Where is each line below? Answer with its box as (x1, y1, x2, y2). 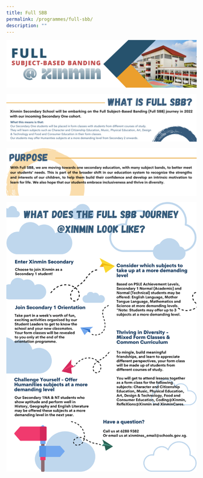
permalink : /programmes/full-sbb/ (6, 16, 94, 22)
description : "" (6, 22, 47, 28)
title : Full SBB (6, 10, 47, 16)
